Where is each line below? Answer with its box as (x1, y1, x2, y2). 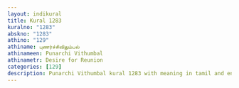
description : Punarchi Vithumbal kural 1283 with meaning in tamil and (7, 70, 224, 77)
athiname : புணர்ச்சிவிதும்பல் (7, 43, 80, 50)
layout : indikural (7, 10, 62, 18)
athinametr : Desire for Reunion (7, 57, 103, 64)
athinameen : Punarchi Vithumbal (7, 50, 103, 57)
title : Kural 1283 (7, 17, 62, 24)
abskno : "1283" (7, 30, 53, 38)
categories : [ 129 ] (7, 63, 62, 70)
